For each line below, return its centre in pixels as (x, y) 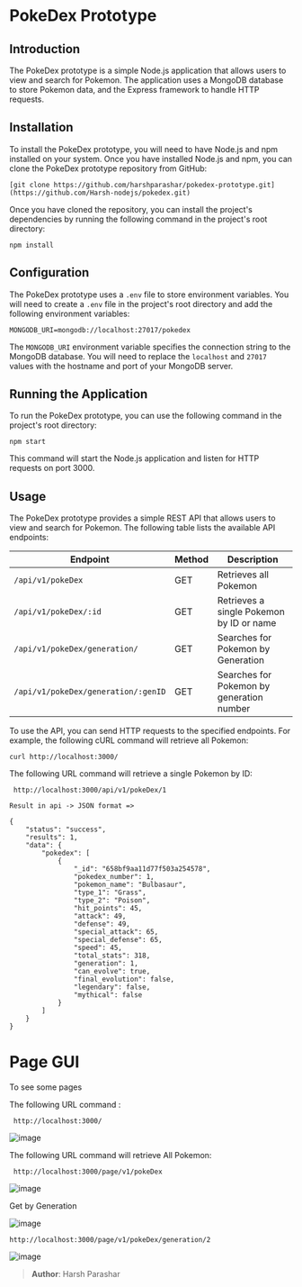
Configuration (49, 272)
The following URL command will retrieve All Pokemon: (111, 1156)
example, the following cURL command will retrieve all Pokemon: (129, 740)
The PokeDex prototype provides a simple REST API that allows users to (142, 518)
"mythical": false (108, 995)
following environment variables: (70, 313)
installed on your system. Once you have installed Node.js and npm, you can (151, 159)
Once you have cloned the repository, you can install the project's (131, 209)
